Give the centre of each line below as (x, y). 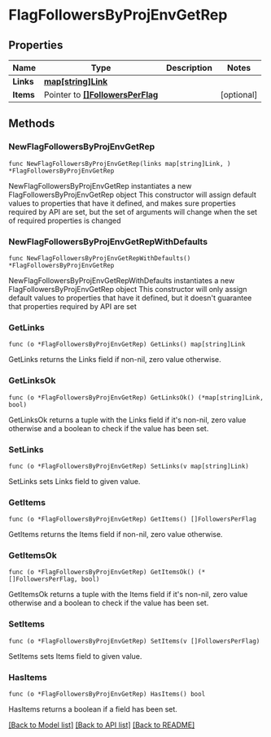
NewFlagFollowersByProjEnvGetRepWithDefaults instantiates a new (122, 280)
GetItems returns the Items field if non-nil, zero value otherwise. (116, 534)
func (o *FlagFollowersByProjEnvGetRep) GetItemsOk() (102, 572)
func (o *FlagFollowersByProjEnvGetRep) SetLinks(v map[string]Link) (129, 466)
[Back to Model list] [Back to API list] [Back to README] (102, 725)
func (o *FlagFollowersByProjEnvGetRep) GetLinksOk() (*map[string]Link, (136, 397)
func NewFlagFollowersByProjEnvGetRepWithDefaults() (100, 258)
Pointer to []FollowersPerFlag (101, 95)
